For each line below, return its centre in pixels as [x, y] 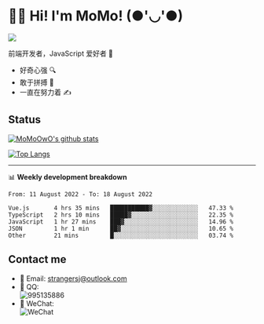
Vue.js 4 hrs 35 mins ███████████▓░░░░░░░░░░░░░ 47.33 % [121, 208]
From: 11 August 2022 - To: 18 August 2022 [81, 194]
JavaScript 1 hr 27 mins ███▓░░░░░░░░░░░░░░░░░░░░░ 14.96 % [121, 222]
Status [25, 120]
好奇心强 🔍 [38, 70]
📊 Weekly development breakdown [68, 177]
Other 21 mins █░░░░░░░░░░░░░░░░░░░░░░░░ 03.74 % [121, 235]
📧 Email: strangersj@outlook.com [73, 278]
